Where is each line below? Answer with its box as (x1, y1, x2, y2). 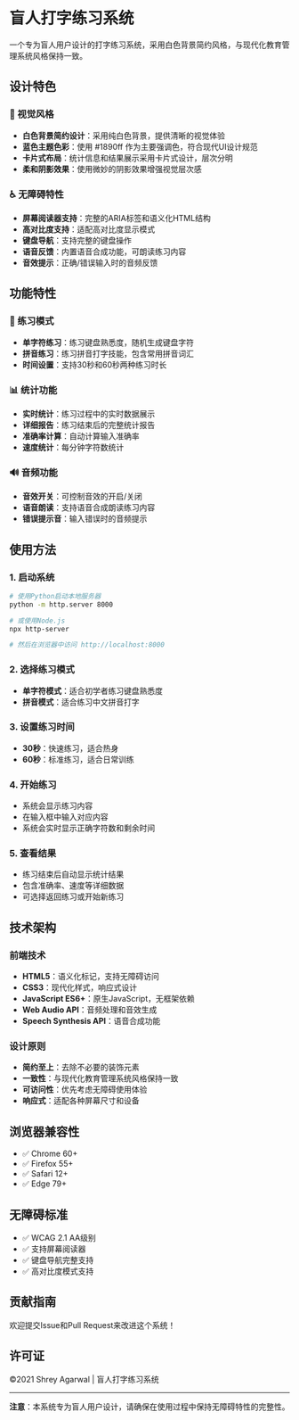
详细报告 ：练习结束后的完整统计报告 (21, 419, 156, 430)
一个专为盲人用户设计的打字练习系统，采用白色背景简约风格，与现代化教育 (9, 39, 282, 50)
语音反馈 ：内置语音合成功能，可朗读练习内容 (21, 246, 187, 257)
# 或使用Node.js (9, 616, 66, 625)
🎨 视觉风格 (9, 108, 55, 120)
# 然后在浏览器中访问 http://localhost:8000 (9, 640, 165, 649)
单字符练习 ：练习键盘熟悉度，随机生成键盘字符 (21, 336, 194, 348)
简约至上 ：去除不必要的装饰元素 (21, 1062, 140, 1073)
